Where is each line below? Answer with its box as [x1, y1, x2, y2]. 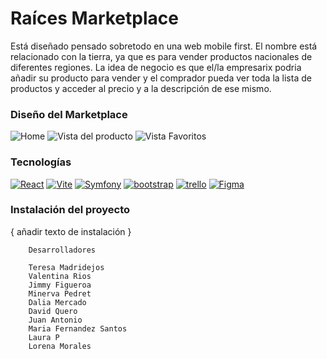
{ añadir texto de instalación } [10, 225, 132, 237]
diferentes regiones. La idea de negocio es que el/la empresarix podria [10, 61, 302, 73]
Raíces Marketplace [10, 7, 179, 30]
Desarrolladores [28, 245, 97, 255]
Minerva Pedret [28, 288, 92, 299]
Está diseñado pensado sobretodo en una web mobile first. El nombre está [10, 40, 318, 52]
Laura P [28, 332, 60, 342]
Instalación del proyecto [10, 203, 131, 217]
